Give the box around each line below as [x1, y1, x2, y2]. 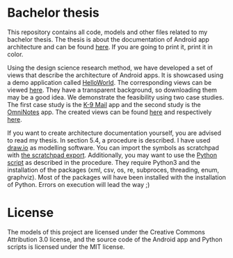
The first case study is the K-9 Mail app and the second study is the [7, 100, 201, 108]
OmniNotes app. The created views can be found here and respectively [7, 108, 212, 116]
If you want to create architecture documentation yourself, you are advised [7, 129, 221, 137]
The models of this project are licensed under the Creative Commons [7, 227, 205, 236]
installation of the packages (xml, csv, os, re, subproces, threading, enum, [7, 166, 219, 174]
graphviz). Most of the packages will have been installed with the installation [7, 172, 226, 182]
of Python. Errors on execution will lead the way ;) [7, 180, 150, 188]
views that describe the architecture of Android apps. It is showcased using [7, 71, 224, 79]
